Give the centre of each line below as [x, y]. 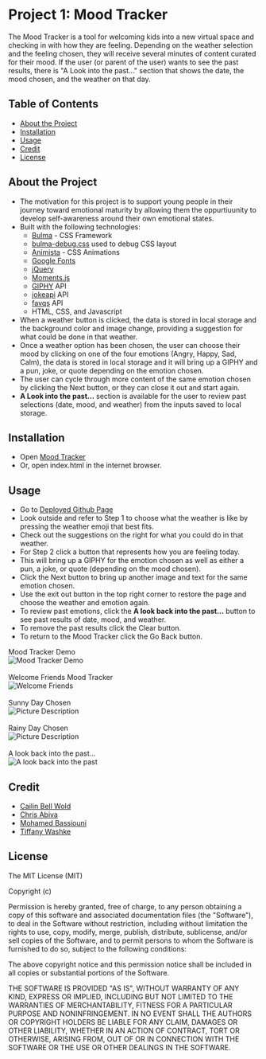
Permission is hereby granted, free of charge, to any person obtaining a [125, 906]
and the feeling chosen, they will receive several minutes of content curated [132, 53]
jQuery [42, 269]
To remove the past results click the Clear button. [100, 628]
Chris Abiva [39, 815]
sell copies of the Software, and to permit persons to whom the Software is [131, 940]
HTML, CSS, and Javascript [77, 311]
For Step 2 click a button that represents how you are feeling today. [130, 552]
